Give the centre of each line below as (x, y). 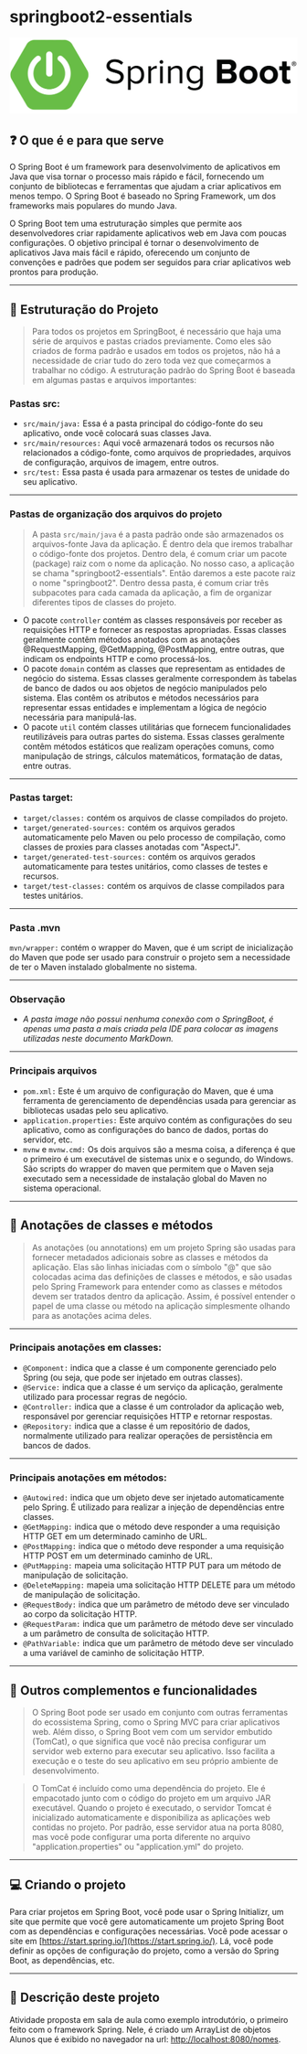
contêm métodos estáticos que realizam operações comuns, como (148, 746)
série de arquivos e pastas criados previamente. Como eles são (152, 341)
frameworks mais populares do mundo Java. (93, 206)
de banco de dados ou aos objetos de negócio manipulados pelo (145, 688)
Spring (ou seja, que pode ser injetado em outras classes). (133, 1377)
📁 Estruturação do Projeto (84, 310)
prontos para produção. (54, 273)
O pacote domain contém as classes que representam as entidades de (154, 669)
